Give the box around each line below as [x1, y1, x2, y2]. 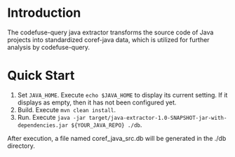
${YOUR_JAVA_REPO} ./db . [71, 121, 142, 129]
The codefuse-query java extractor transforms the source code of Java [7, 28, 214, 36]
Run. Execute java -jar [17, 113, 86, 121]
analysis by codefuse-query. [7, 43, 90, 51]
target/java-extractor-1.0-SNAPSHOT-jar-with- [88, 114, 227, 121]
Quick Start [7, 68, 75, 83]
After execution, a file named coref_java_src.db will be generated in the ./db [7, 134, 227, 142]
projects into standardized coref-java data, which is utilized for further [7, 35, 210, 43]
